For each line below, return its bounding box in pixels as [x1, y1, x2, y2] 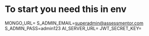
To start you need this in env [5, 3, 127, 15]
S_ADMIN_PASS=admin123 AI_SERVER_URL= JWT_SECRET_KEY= [5, 25, 142, 31]
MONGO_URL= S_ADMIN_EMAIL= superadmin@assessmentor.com [5, 20, 144, 26]
